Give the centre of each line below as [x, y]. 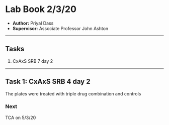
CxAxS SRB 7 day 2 [33, 61]
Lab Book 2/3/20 [41, 9]
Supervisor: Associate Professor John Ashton [60, 28]
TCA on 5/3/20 [21, 117]
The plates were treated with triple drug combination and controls [73, 93]
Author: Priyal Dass [33, 23]
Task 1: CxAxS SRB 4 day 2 [48, 82]
